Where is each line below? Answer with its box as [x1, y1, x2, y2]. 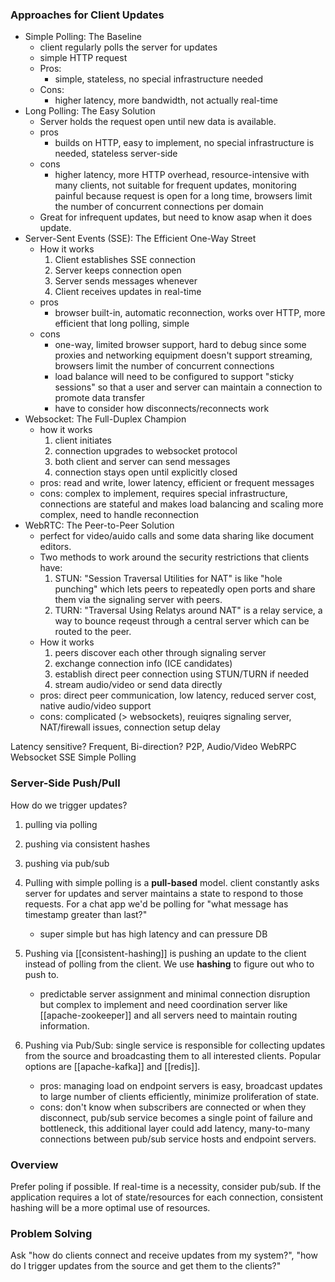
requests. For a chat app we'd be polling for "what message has [24, 898, 289, 910]
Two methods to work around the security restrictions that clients [39, 551, 310, 563]
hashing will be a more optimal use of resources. [10, 1201, 211, 1213]
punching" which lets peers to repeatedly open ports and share [54, 583, 316, 595]
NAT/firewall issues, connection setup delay [39, 721, 221, 733]
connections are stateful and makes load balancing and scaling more [39, 498, 324, 510]
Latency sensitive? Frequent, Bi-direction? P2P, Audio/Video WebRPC [10, 741, 297, 753]
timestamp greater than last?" [24, 908, 148, 920]
